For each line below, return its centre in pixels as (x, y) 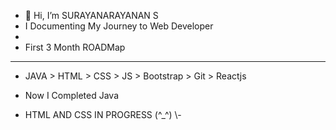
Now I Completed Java (72, 95)
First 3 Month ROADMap (75, 47)
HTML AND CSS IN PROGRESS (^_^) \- (103, 114)
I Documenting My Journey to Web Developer (119, 26)
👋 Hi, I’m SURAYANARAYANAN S (91, 15)
